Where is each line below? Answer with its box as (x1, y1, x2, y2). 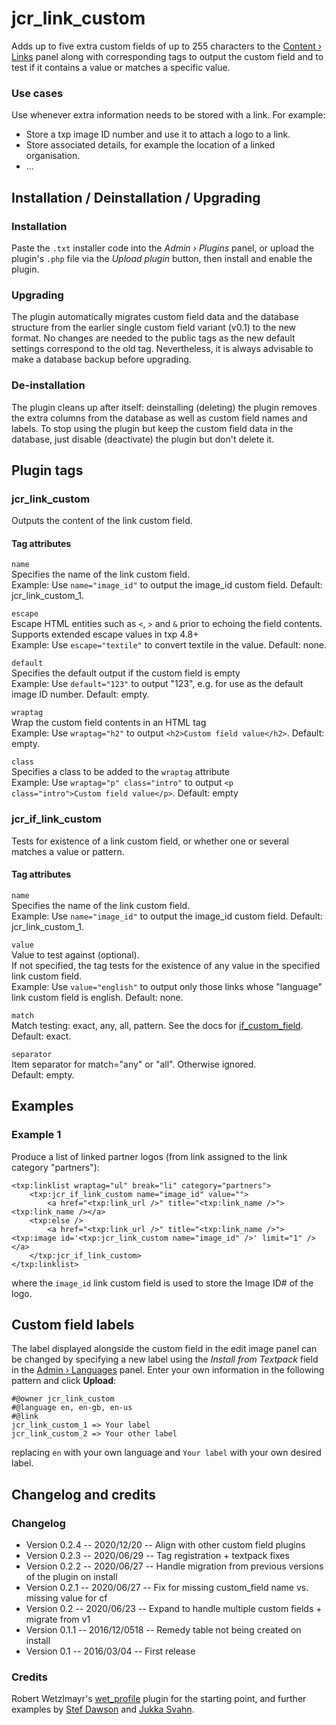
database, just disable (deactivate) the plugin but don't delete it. (11, 433, 275, 445)
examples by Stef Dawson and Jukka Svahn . (11, 1703, 195, 1716)
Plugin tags (11, 462, 84, 479)
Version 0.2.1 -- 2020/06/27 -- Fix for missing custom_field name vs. (25, 1582, 309, 1594)
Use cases (11, 86, 64, 100)
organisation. (25, 150, 81, 162)
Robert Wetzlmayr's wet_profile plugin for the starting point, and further (11, 1693, 307, 1705)
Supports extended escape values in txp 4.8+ (11, 628, 199, 641)
